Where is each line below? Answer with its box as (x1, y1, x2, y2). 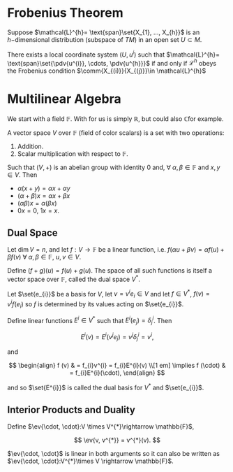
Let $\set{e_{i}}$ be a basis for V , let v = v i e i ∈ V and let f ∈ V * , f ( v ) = (7, 288, 211, 300)
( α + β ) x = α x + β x (17, 192, 70, 200)
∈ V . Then (7, 171, 38, 179)
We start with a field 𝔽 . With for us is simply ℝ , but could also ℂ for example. (7, 115, 225, 123)
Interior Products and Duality (7, 403, 136, 415)
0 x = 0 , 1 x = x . (17, 206, 60, 215)
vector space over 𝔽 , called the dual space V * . (7, 274, 141, 283)
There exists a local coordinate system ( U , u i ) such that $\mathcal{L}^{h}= (7, 49, 220, 59)
